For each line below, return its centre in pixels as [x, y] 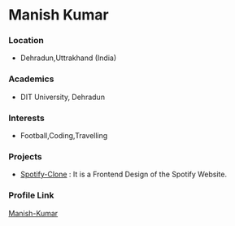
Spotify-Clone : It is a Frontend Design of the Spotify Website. [124, 174]
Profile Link [31, 195]
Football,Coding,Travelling [64, 136]
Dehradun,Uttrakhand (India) [68, 58]
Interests [26, 118]
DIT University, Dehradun [63, 97]
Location [26, 41]
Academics [31, 79]
